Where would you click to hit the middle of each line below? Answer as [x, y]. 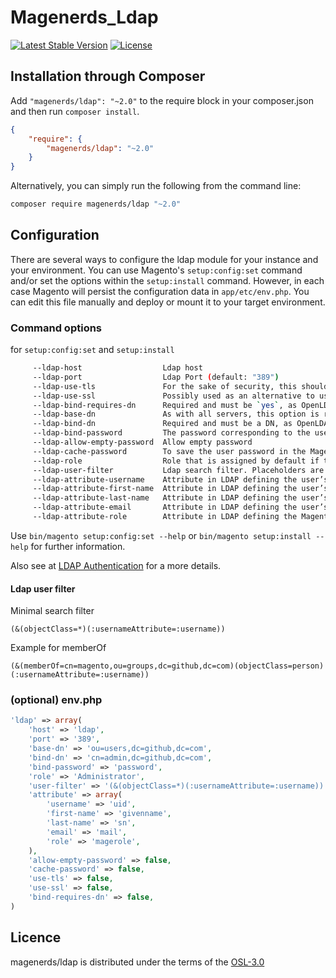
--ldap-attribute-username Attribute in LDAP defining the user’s [180, 479]
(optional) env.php [56, 700]
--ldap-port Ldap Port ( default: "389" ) [156, 377]
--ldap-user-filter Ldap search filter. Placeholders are [178, 470]
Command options [56, 328]
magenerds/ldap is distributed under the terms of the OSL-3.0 [137, 962]
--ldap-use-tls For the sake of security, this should [180, 386]
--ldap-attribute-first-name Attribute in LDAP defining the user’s [180, 489]
